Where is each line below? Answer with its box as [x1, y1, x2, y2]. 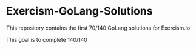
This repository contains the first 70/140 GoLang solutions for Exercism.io [6, 24, 191, 31]
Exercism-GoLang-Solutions [6, 4, 153, 18]
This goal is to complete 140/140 [6, 36, 88, 43]
